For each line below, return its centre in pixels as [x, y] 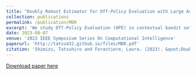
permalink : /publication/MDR [41, 22]
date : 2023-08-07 [27, 33]
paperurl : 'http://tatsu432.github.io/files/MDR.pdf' [73, 44]
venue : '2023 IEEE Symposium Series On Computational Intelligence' [91, 38]
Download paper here [32, 66]
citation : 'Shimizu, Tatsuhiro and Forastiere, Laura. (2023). [85, 49]
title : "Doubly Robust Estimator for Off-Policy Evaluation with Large [95, 11]
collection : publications [37, 17]
